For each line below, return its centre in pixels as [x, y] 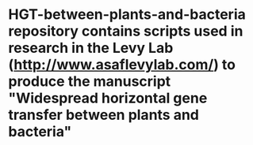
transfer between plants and [104, 115]
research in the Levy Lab [91, 48]
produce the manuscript [90, 82]
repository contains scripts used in [126, 31]
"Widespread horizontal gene [108, 98]
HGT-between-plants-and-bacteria [127, 15]
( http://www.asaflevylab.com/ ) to [122, 65]
